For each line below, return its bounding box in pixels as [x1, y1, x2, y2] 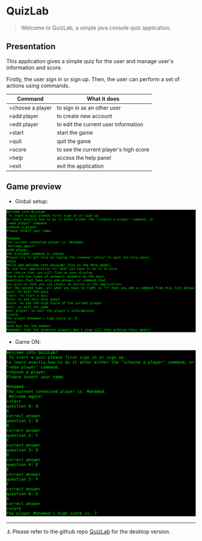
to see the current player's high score [57, 145, 150, 153]
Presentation [6, 41, 56, 52]
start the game [57, 129, 93, 136]
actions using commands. [6, 82, 70, 89]
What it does [87, 95, 120, 103]
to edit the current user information [57, 121, 144, 127]
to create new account [57, 112, 112, 120]
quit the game [57, 137, 91, 145]
